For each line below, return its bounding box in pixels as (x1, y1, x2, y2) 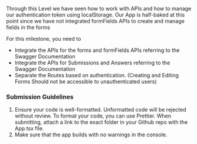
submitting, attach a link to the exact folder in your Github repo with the (14, 119, 188, 126)
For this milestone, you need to (6, 35, 81, 42)
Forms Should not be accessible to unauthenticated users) (14, 78, 157, 85)
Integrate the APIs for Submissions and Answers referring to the (14, 59, 170, 66)
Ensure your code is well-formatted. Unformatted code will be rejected (14, 106, 187, 113)
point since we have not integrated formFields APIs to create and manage (6, 18, 185, 24)
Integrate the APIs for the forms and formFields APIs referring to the (14, 47, 180, 54)
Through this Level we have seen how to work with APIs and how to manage (6, 5, 192, 12)
